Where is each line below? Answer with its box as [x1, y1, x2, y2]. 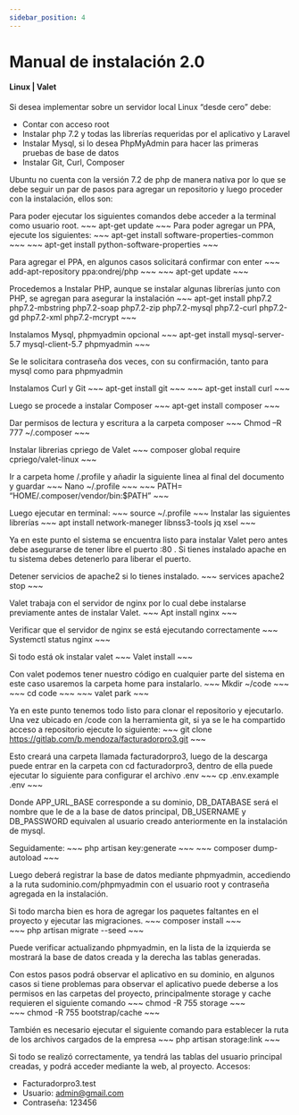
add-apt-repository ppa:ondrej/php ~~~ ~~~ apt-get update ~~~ [9, 266, 249, 277]
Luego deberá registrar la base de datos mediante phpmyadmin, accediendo [9, 870, 291, 881]
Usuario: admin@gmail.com [21, 1088, 124, 1099]
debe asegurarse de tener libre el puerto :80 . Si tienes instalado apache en [9, 544, 287, 555]
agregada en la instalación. [9, 889, 109, 899]
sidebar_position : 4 [9, 13, 87, 22]
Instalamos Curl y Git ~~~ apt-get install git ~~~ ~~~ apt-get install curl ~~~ [9, 383, 290, 394]
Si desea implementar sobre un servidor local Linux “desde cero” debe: [9, 102, 271, 113]
